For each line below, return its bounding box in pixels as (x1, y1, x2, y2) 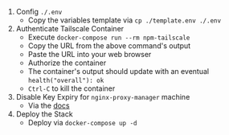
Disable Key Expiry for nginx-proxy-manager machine (15, 92, 190, 101)
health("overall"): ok (27, 76, 104, 84)
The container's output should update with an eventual (27, 67, 210, 76)
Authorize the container (27, 58, 107, 67)
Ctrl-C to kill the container (27, 84, 116, 93)
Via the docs (27, 100, 70, 110)
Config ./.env (15, 7, 63, 16)
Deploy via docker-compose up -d (27, 118, 137, 127)
